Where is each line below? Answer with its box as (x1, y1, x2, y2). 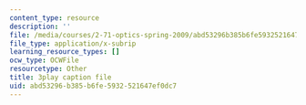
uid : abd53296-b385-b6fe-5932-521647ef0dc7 (9, 81, 178, 90)
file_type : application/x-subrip (9, 38, 137, 48)
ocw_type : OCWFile (9, 56, 79, 65)
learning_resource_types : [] (9, 47, 120, 57)
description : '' (9, 22, 71, 31)
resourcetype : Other (9, 65, 88, 74)
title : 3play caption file (9, 73, 112, 82)
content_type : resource (9, 13, 100, 23)
